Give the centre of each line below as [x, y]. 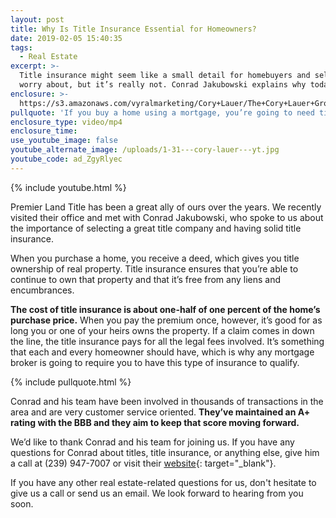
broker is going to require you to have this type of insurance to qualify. [155, 362]
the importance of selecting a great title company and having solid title [156, 228]
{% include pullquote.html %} [71, 382]
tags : [21, 47]
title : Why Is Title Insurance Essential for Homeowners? [133, 29]
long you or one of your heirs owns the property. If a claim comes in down [162, 330]
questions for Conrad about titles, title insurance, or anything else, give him [165, 452]
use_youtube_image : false [64, 141]
